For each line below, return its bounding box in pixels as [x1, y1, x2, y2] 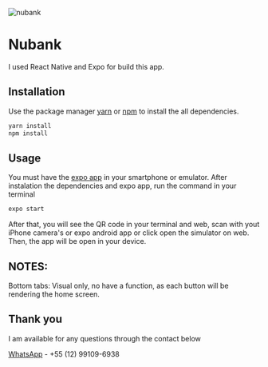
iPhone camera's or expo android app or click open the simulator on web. [8, 228, 250, 237]
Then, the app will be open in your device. [8, 237, 147, 246]
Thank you [8, 313, 62, 326]
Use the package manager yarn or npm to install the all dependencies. [8, 106, 239, 116]
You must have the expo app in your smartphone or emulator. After [8, 173, 227, 182]
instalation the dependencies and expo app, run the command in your [8, 181, 237, 191]
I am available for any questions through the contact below [8, 333, 201, 343]
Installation [8, 85, 65, 99]
